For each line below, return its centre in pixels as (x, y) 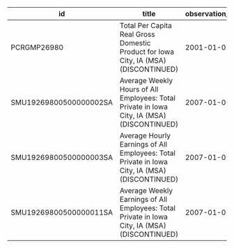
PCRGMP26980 (37, 47)
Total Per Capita (146, 25)
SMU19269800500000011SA (62, 212)
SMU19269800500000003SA (62, 158)
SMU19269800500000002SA (62, 102)
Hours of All (139, 89)
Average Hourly (145, 136)
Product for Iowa (147, 52)
